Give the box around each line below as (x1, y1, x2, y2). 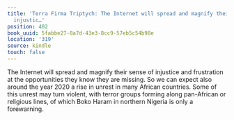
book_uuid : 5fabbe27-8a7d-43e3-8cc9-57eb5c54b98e (7, 29, 155, 37)
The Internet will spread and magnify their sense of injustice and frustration (7, 67, 224, 76)
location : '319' (7, 36, 54, 43)
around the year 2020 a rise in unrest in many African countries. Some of (7, 83, 217, 91)
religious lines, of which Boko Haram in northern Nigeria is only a (7, 97, 194, 105)
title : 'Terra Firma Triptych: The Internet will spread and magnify (7, 10, 214, 17)
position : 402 (7, 23, 49, 30)
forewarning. (7, 105, 44, 113)
